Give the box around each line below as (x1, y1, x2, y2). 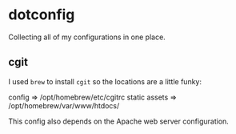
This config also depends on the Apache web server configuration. (8, 116, 230, 126)
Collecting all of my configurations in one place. (8, 32, 166, 42)
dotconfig (8, 6, 75, 24)
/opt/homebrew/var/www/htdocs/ (8, 100, 120, 110)
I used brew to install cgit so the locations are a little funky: (8, 76, 202, 86)
